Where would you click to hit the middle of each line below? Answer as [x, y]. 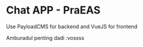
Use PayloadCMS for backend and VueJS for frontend [72, 26]
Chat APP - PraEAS [54, 10]
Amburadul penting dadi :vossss [45, 38]
